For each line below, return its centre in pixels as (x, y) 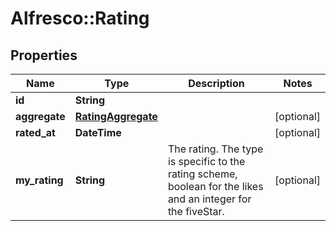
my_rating (39, 180)
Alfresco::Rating (80, 18)
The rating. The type (215, 149)
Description (216, 83)
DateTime (98, 132)
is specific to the (206, 161)
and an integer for (209, 199)
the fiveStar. (196, 211)
